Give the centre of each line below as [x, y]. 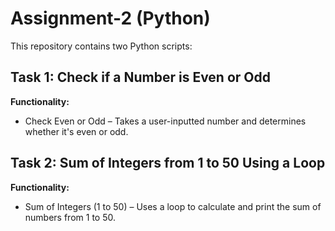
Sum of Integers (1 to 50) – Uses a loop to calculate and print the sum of [173, 206]
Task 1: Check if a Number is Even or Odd [140, 77]
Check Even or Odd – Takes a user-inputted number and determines [165, 121]
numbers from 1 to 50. [70, 217]
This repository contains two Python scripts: [101, 46]
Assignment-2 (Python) [110, 18]
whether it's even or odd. [76, 131]
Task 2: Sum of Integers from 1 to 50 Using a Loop [168, 163]
